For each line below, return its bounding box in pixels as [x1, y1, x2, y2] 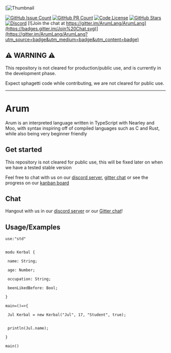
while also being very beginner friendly [5, 130, 88, 136]
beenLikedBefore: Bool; [7, 286, 58, 291]
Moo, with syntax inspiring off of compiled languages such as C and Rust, [5, 125, 160, 131]
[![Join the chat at [27, 20, 65, 26]
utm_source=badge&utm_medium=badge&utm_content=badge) [5, 36, 139, 42]
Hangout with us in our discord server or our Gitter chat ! [5, 208, 123, 214]
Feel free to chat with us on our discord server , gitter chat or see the [5, 174, 149, 180]
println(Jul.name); [7, 326, 49, 331]
